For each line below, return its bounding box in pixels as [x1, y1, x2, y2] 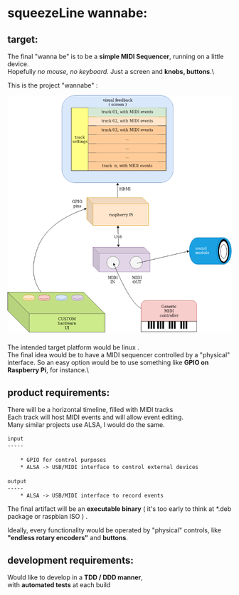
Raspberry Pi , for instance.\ [7, 366, 89, 374]
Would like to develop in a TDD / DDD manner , [7, 573, 144, 581]
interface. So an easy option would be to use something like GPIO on [7, 358, 209, 367]
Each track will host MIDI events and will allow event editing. [7, 413, 184, 421]
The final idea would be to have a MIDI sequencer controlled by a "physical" [7, 351, 230, 359]
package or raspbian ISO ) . [7, 512, 87, 521]
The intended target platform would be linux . [7, 343, 140, 352]
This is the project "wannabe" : [7, 81, 98, 90]
